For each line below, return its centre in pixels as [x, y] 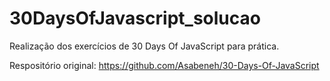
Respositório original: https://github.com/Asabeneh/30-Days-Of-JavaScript [164, 65]
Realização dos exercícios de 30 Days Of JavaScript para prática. [144, 46]
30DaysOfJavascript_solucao [135, 18]
